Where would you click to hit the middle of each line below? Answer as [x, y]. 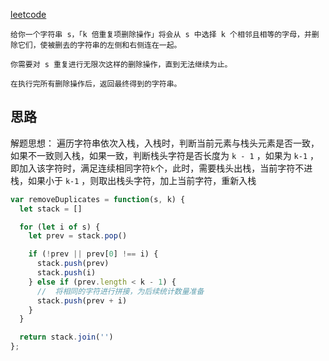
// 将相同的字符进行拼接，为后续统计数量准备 [120, 291]
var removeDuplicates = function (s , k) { [98, 199]
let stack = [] [51, 209]
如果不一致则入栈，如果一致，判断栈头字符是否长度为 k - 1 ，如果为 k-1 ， [165, 155]
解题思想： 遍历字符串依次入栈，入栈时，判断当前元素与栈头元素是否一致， [165, 143]
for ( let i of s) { [60, 227]
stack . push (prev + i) [82, 300]
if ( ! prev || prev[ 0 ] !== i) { [93, 254]
